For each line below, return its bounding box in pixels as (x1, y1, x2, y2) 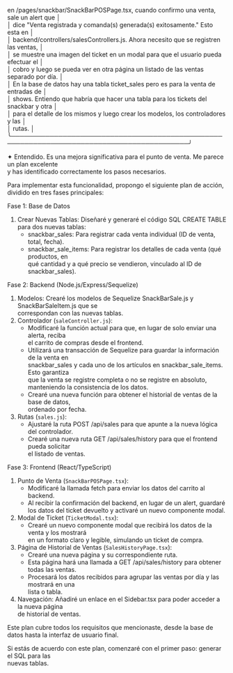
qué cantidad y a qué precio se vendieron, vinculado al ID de (27, 260, 202, 268)
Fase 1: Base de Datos (7, 202, 71, 210)
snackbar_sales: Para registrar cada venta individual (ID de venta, (27, 230, 216, 238)
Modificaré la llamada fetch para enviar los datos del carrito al (27, 484, 205, 492)
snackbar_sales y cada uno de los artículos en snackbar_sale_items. (27, 361, 223, 369)
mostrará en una (27, 580, 75, 588)
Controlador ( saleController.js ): (17, 316, 113, 325)
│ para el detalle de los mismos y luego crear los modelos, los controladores (7, 109, 226, 118)
